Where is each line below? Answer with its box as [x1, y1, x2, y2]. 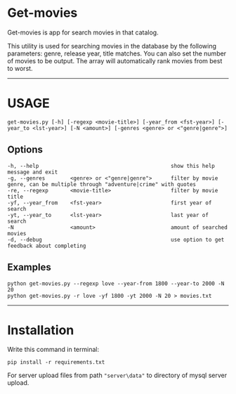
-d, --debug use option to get [7, 236, 225, 243]
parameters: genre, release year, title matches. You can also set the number [7, 49, 227, 58]
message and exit [7, 169, 58, 176]
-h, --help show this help [7, 162, 216, 169]
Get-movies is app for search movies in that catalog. [7, 28, 159, 37]
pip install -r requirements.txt [7, 359, 105, 366]
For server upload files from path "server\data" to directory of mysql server [7, 371, 227, 380]
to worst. [7, 64, 33, 72]
